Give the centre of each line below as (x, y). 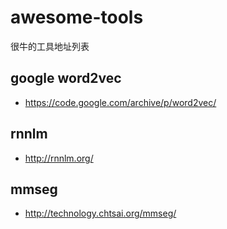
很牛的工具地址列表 (50, 46)
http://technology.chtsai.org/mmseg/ (100, 213)
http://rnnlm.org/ (59, 158)
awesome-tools (77, 17)
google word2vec (66, 78)
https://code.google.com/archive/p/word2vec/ (120, 102)
